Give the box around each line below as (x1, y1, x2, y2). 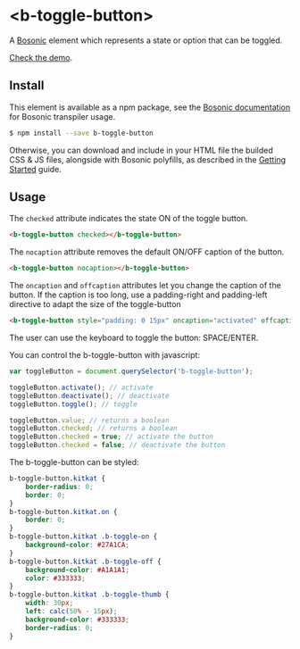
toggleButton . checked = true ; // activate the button (9, 432, 214, 442)
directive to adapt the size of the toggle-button (9, 299, 181, 310)
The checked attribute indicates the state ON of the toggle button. (9, 213, 248, 224)
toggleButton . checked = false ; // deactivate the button (9, 441, 226, 450)
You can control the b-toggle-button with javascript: (9, 350, 201, 361)
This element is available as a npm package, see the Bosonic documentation (9, 102, 291, 112)
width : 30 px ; (25, 599, 74, 608)
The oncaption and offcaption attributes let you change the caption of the (9, 280, 281, 291)
